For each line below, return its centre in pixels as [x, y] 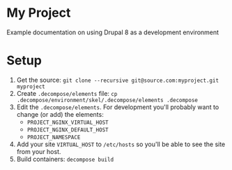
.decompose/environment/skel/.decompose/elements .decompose [107, 100]
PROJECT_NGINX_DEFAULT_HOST [68, 130]
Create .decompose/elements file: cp [67, 93]
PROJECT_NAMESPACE [54, 137]
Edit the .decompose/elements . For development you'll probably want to [118, 107]
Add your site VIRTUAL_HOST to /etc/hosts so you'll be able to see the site [121, 144]
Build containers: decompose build [65, 159]
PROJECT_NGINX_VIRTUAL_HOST [68, 122]
